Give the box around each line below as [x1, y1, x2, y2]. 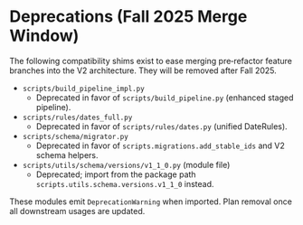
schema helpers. [35, 149, 99, 160]
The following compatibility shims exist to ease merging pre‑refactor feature [9, 55, 292, 66]
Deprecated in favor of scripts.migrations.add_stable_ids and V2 [35, 140, 285, 151]
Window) [9, 25, 80, 46]
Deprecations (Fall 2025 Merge [9, 6, 248, 27]
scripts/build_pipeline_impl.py [22, 84, 145, 93]
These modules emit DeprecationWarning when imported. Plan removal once [9, 196, 292, 207]
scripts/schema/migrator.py [22, 132, 128, 141]
